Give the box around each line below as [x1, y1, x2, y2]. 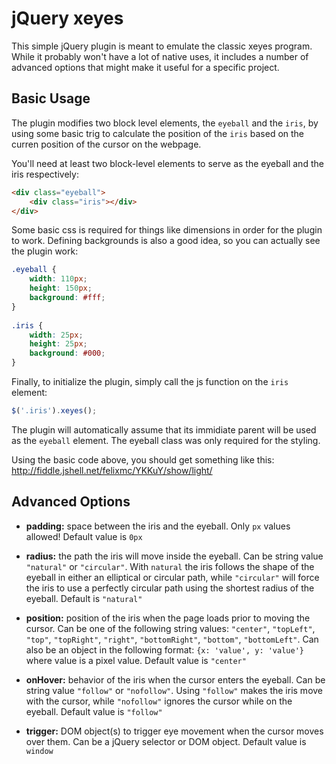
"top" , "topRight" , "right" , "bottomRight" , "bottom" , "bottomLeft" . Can [25, 633, 319, 645]
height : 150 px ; [29, 283, 93, 294]
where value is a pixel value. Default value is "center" [25, 654, 247, 666]
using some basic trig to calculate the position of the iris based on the [11, 127, 305, 139]
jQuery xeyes [11, 7, 124, 30]
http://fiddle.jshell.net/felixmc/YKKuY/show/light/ [11, 464, 213, 476]
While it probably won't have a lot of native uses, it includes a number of [11, 50, 309, 62]
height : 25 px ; [29, 339, 88, 349]
